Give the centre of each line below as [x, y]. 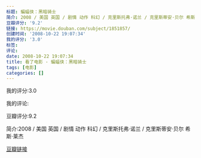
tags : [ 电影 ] [22, 67]
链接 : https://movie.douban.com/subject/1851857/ [68, 28]
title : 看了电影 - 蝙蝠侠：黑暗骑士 [46, 62]
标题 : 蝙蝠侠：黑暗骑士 [31, 12]
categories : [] [25, 73]
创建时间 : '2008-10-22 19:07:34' [46, 34]
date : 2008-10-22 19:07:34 [40, 56]
